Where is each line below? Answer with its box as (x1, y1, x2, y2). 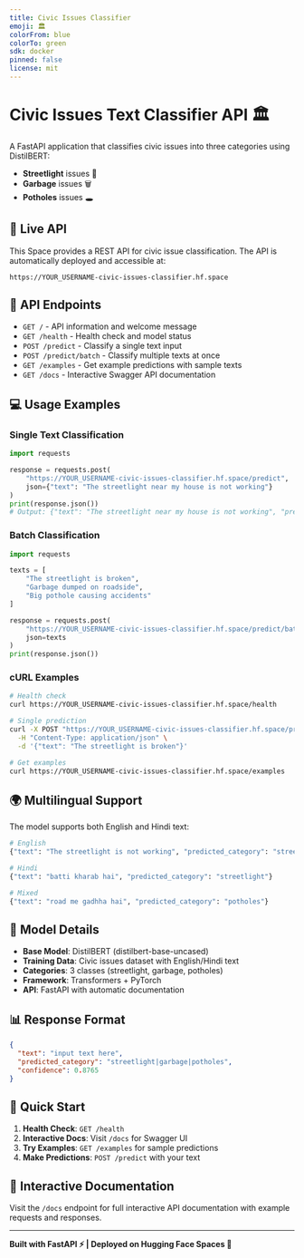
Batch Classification (9, 529, 100, 542)
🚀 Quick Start (9, 1098, 86, 1115)
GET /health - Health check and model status (22, 331, 192, 342)
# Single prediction (9, 717, 88, 726)
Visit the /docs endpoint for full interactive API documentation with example (9, 1203, 290, 1214)
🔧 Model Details (9, 922, 100, 937)
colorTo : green (9, 38, 67, 48)
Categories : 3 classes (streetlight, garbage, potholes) (22, 965, 223, 976)
